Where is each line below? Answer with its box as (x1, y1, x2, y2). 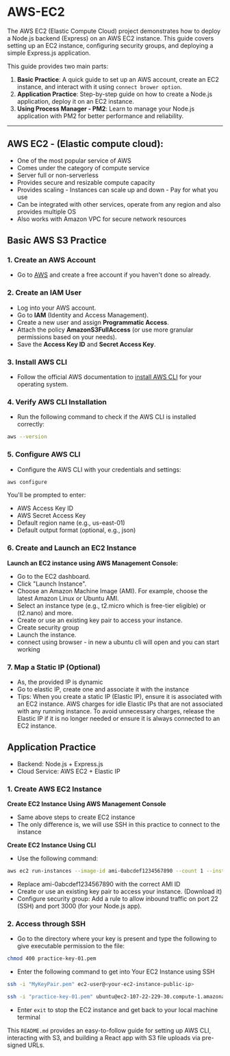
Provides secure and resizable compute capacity (16, 178, 155, 186)
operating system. (16, 380, 68, 389)
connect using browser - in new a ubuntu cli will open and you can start (16, 638, 220, 646)
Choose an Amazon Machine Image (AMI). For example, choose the (16, 586, 208, 595)
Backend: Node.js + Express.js (16, 759, 104, 768)
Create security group (16, 623, 79, 632)
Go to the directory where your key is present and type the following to (16, 934, 217, 943)
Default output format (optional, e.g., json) (16, 526, 136, 534)
